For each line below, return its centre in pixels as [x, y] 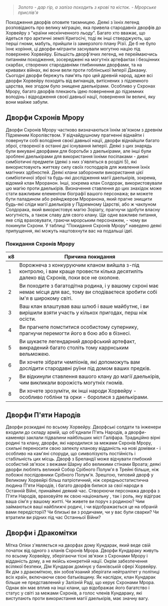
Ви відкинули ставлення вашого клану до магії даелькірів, [90, 376]
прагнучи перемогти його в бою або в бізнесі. [75, 333]
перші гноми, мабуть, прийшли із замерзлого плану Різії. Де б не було [81, 44]
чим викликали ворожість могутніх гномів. [72, 383]
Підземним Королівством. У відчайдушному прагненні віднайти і [75, 135]
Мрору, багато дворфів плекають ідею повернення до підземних [75, 91]
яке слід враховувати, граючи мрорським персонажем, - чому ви [76, 220]
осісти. [28, 319]
